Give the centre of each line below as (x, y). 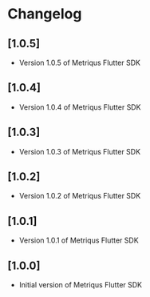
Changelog (45, 14)
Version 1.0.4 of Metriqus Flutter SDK (80, 107)
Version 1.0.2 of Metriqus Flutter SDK (80, 196)
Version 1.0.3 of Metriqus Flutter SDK (80, 151)
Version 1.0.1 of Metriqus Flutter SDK (79, 240)
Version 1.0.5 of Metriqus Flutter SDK (80, 62)
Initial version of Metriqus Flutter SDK (81, 285)
